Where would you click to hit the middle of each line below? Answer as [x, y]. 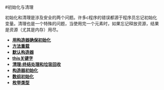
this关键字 [22, 58]
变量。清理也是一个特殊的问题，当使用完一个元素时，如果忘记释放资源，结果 [82, 24]
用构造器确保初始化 [31, 40]
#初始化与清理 [19, 7]
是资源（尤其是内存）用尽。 [33, 30]
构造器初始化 [25, 70]
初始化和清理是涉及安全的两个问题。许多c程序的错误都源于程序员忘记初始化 [81, 18]
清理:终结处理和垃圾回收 [36, 64]
